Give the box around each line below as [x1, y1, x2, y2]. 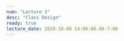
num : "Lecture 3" [6, 8, 50, 15]
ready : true [6, 20, 36, 26]
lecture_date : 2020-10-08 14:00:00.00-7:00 [6, 25, 119, 32]
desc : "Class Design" [6, 14, 61, 20]
